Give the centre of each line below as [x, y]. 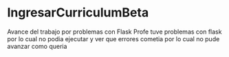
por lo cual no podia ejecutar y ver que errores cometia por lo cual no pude [113, 38]
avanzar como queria [37, 46]
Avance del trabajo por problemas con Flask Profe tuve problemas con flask [115, 32]
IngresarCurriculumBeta [78, 13]
